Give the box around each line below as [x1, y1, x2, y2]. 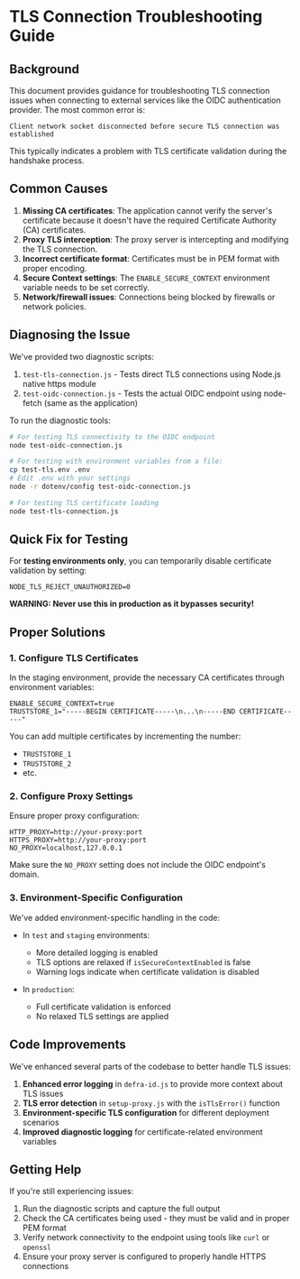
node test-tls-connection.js [9, 507, 119, 516]
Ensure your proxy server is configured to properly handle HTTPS [22, 1251, 267, 1262]
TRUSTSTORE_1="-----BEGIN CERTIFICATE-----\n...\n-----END [9, 707, 236, 716]
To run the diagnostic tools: [9, 415, 111, 426]
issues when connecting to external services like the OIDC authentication [9, 95, 281, 106]
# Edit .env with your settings [9, 474, 131, 483]
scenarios [22, 1117, 60, 1127]
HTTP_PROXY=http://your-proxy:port [9, 828, 143, 837]
